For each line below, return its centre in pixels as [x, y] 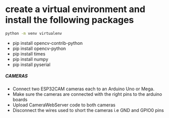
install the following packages [70, 20]
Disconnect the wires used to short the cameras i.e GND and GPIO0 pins [88, 110]
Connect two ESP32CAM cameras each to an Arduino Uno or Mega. [83, 89]
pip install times [29, 53]
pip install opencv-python [39, 48]
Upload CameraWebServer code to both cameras [64, 105]
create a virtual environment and [75, 9]
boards [20, 99]
